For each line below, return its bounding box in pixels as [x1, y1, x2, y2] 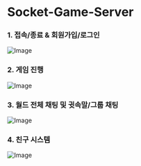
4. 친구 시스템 [7, 135, 51, 144]
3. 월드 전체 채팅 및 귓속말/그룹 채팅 [7, 100, 119, 110]
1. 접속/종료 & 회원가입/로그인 [7, 31, 100, 40]
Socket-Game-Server [7, 4, 134, 20]
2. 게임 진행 [7, 65, 44, 75]
